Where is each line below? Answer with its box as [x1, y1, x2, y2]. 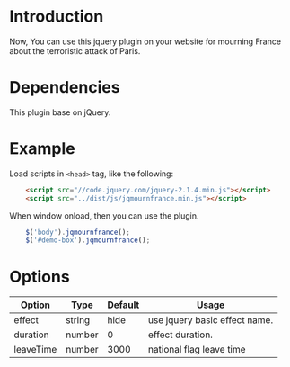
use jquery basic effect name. [147, 314, 274, 327]
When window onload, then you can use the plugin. [9, 210, 199, 221]
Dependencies [9, 77, 120, 98]
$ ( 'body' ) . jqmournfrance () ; [25, 228, 130, 237]
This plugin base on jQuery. [9, 106, 111, 118]
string [66, 314, 91, 327]
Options [9, 266, 70, 287]
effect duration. [147, 328, 214, 341]
